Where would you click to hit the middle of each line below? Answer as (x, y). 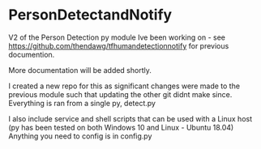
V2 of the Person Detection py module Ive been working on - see (117, 37)
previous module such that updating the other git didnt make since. (120, 94)
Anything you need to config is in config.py (80, 136)
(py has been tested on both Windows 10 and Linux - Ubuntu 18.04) (121, 127)
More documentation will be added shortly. (80, 70)
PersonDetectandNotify (90, 15)
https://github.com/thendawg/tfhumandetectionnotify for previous (119, 45)
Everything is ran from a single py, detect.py (82, 103)
